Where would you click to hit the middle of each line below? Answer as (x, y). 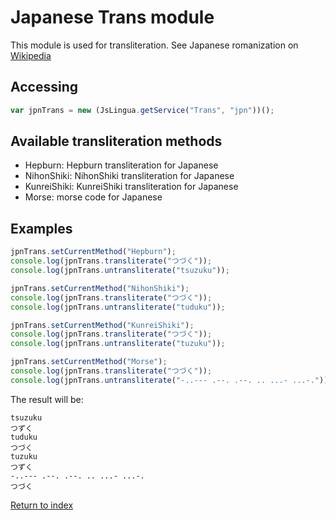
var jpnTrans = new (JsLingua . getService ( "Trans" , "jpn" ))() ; (142, 110)
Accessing (44, 87)
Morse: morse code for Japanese (93, 197)
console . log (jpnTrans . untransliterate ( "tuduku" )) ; (118, 307)
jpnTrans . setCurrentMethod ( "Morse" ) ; (89, 362)
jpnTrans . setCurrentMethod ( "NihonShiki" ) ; (100, 288)
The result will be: (47, 399)
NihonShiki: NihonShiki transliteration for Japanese (129, 176)
